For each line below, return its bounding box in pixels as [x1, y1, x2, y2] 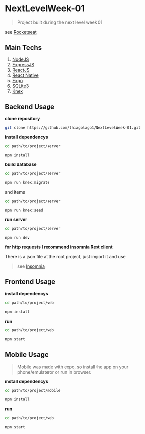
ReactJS [12, 67, 30, 73]
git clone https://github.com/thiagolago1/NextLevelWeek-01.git [5, 125, 141, 130]
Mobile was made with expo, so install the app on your [17, 364, 129, 370]
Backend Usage [5, 103, 55, 111]
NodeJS [12, 56, 29, 62]
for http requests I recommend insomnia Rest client [5, 244, 113, 250]
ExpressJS [12, 61, 35, 67]
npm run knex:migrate [5, 180, 50, 185]
